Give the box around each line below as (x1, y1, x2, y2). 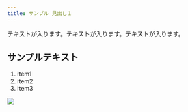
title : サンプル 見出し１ (7, 10, 73, 17)
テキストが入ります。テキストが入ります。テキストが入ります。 (7, 29, 185, 38)
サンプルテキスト (7, 52, 79, 64)
